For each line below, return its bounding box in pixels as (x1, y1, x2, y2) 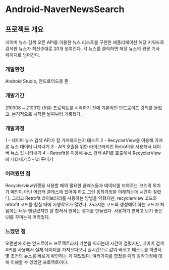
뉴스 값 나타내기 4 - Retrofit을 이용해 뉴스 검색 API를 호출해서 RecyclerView (10, 150, 161, 156)
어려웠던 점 (5, 170, 31, 177)
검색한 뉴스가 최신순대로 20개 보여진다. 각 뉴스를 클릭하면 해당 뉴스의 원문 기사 (5, 46, 160, 52)
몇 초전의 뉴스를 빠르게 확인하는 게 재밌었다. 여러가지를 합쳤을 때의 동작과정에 (5, 253, 157, 259)
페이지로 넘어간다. (5, 52, 41, 58)
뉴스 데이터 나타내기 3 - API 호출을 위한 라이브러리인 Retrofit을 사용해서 (10, 143, 152, 150)
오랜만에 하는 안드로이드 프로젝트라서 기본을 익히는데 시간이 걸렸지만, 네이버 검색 (5, 240, 164, 246)
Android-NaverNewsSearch (5, 4, 125, 15)
